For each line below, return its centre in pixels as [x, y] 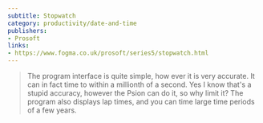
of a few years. [52, 110]
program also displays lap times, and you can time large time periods [141, 102]
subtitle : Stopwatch [42, 16]
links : [18, 46]
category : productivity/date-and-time [72, 23]
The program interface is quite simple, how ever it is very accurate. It [141, 76]
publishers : [27, 31]
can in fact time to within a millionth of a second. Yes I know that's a [139, 84]
